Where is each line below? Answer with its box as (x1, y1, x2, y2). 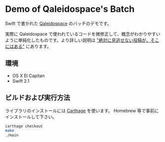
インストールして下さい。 (5, 114, 57, 120)
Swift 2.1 (12, 78, 30, 84)
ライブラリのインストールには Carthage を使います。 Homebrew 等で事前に (5, 107, 159, 113)
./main (5, 133, 19, 138)
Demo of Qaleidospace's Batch (5, 3, 135, 15)
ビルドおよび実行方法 (5, 94, 70, 102)
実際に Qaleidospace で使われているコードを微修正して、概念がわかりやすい (5, 31, 161, 37)
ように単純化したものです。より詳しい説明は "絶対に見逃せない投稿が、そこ (5, 37, 160, 43)
